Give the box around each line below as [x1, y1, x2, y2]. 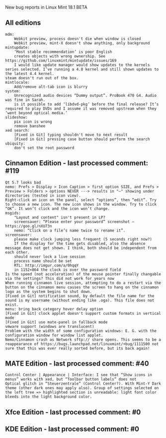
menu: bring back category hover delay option [5, 306, 103, 311]
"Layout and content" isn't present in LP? [14, 215, 106, 220]
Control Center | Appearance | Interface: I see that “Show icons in [5, 373, 153, 378]
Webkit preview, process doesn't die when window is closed [14, 36, 141, 41]
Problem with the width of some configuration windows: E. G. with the [5, 328, 157, 333]
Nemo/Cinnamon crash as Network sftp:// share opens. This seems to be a [5, 337, 162, 342]
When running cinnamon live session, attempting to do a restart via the [5, 280, 162, 285]
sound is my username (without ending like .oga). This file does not [5, 298, 155, 303]
